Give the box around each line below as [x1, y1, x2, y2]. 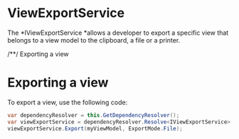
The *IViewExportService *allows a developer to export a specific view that [7, 28, 229, 37]
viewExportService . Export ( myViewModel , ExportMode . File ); [7, 125, 183, 132]
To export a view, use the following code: [7, 98, 128, 106]
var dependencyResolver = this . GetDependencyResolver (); [7, 111, 180, 118]
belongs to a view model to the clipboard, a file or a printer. [7, 35, 181, 44]
